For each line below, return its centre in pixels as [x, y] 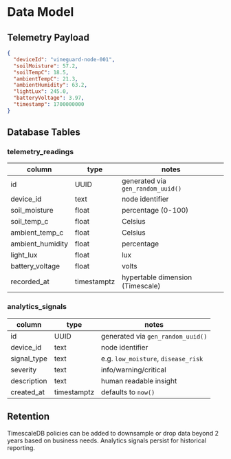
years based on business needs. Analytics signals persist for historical [107, 440]
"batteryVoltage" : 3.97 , [49, 98]
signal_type [29, 359]
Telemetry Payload [48, 38]
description [29, 381]
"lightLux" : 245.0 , [41, 92]
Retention [29, 417]
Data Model [41, 12]
